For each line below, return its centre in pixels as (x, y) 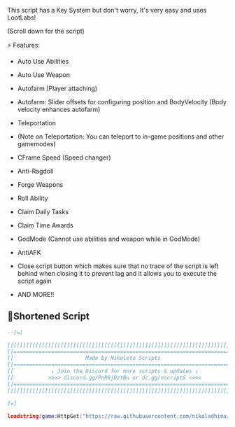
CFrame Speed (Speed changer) (64, 157)
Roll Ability (33, 198)
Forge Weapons (40, 184)
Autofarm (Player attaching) (57, 88)
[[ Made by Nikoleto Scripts (84, 358)
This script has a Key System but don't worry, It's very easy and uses (107, 10)
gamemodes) (36, 144)
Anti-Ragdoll (35, 171)
